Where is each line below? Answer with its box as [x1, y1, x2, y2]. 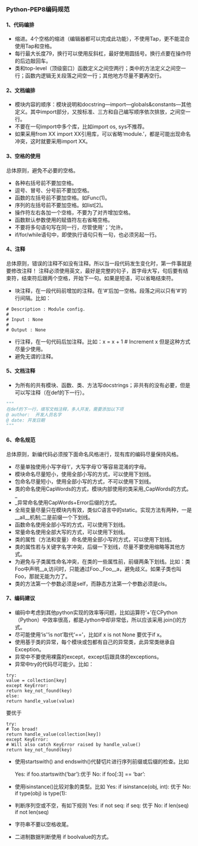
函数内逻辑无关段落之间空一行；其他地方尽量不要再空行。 [25, 72, 165, 79]
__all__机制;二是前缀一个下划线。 [14, 514, 94, 521]
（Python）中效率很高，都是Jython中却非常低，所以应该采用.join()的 [14, 616, 181, 623]
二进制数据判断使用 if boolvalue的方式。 [14, 833, 112, 840]
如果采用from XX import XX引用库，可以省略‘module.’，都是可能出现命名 [14, 130, 191, 138]
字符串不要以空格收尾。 [14, 821, 72, 828]
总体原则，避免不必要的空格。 [6, 166, 78, 174]
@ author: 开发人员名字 [6, 411, 62, 417]
